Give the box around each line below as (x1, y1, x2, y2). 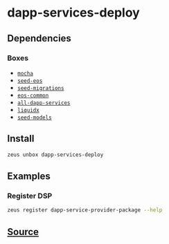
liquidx (17, 106, 39, 113)
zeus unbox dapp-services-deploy (7, 151, 104, 158)
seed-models (17, 114, 52, 121)
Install (7, 133, 35, 144)
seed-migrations (17, 84, 64, 91)
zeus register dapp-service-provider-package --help (7, 207, 163, 214)
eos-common (17, 92, 49, 99)
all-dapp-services (17, 99, 71, 106)
